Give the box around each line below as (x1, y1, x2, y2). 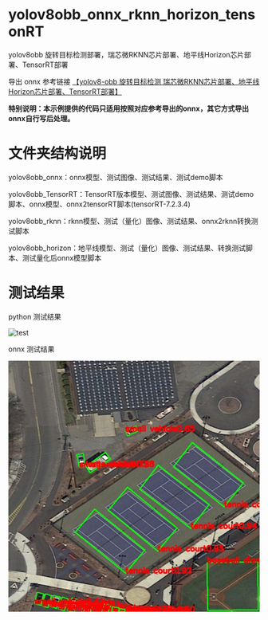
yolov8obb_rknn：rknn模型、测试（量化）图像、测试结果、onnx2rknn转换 (8, 216, 251, 226)
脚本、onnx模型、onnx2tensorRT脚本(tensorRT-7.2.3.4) (8, 199, 191, 209)
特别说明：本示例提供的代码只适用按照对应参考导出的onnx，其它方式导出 (8, 104, 250, 113)
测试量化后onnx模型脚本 (22, 253, 102, 262)
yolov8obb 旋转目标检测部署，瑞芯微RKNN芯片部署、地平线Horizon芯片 (8, 49, 245, 59)
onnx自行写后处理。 (8, 113, 75, 123)
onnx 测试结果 (8, 344, 55, 354)
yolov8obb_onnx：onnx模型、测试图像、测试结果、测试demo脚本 (8, 172, 223, 182)
